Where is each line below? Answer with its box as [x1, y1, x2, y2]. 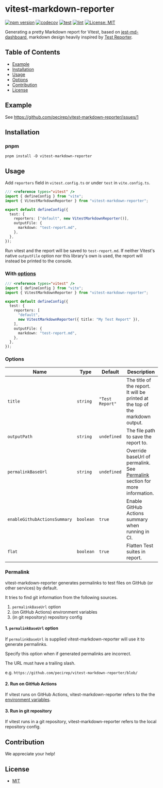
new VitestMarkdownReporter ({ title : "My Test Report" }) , [17, 317, 140, 322]
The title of [126, 376, 151, 383]
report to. [126, 439, 148, 446]
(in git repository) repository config [12, 614, 82, 620]
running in [126, 528, 149, 535]
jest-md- [121, 29, 139, 35]
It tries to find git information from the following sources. [5, 594, 118, 600]
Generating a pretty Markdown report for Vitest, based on [5, 29, 120, 35]
